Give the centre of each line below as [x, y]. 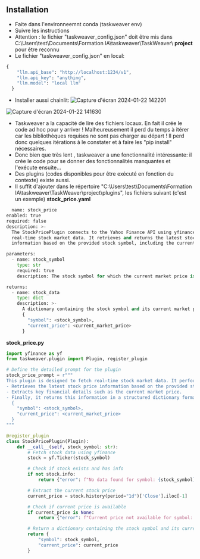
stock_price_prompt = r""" [40, 375]
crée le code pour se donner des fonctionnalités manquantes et [93, 161]
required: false [26, 221]
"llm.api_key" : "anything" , [51, 78]
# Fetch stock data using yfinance [72, 452]
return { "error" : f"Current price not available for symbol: [115, 518]
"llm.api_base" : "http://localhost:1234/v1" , [74, 72]
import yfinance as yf [34, 354]
